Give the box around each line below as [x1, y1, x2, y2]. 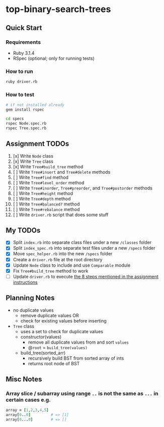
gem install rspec [6, 107, 44, 113]
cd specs [6, 117, 24, 122]
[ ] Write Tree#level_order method [13, 179, 85, 185]
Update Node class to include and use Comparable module [13, 262, 131, 268]
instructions [13, 279, 38, 285]
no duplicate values [13, 307, 54, 313]
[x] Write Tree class [13, 158, 53, 164]
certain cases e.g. [6, 396, 51, 403]
